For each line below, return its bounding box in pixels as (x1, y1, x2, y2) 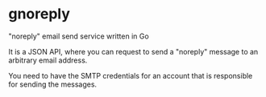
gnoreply (8, 5, 71, 23)
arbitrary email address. (8, 55, 88, 65)
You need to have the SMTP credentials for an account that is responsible (8, 71, 253, 80)
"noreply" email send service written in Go (8, 31, 149, 41)
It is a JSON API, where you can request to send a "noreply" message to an (8, 46, 259, 56)
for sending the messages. (8, 79, 98, 89)
